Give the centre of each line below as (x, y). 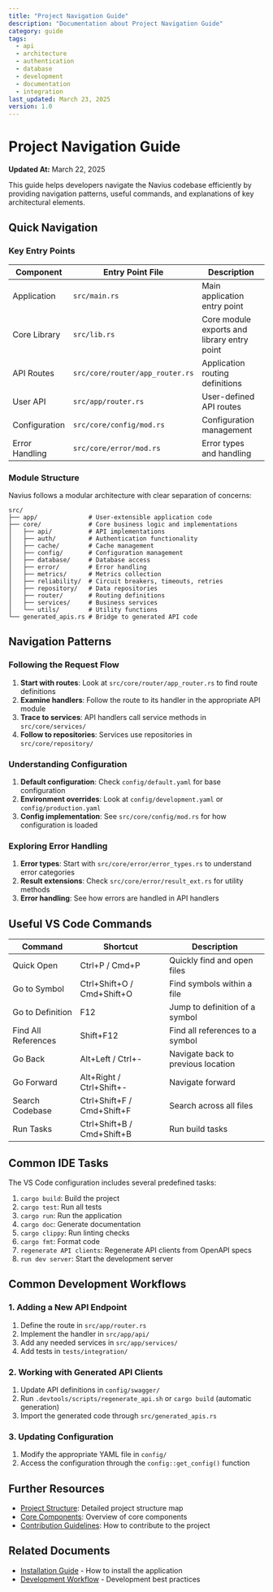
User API (29, 401)
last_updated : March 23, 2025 (60, 99)
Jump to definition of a (212, 1007)
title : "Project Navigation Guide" (69, 16)
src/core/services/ (53, 727)
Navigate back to (201, 1054)
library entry (225, 340)
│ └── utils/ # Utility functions (83, 610)
